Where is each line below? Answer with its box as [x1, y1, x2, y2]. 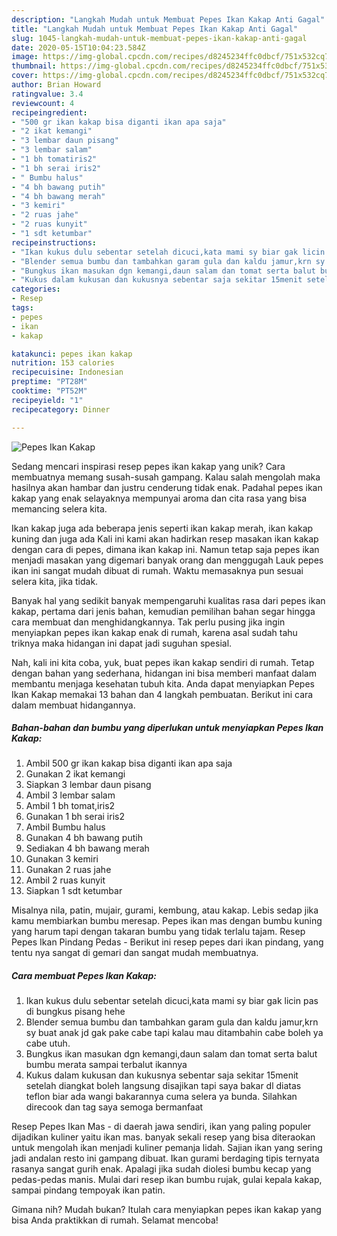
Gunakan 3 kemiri [25, 853, 99, 865]
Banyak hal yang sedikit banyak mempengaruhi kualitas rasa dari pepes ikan [11, 594, 326, 606]
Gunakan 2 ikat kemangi [25, 768, 126, 780]
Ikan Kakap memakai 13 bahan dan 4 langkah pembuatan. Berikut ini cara [11, 688, 314, 700]
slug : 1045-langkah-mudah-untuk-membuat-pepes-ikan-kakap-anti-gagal [11, 33, 308, 43]
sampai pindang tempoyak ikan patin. [11, 1184, 166, 1196]
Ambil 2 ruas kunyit [25, 874, 106, 886]
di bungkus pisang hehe [25, 1006, 126, 1018]
